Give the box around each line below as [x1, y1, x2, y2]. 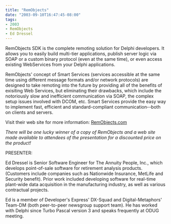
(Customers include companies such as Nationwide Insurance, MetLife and [5, 170, 163, 177]
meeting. [5, 213, 24, 219]
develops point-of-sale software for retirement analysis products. [5, 165, 143, 171]
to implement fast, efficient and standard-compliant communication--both [5, 104, 161, 110]
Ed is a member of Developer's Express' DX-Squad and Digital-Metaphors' [5, 197, 162, 203]
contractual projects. [5, 187, 49, 193]
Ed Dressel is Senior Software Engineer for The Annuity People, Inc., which [5, 160, 163, 166]
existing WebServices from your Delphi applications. [5, 62, 116, 67]
